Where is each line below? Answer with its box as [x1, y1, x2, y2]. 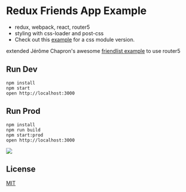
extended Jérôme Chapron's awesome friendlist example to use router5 [6, 47, 181, 54]
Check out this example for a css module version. [14, 36, 135, 43]
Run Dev [6, 65, 38, 75]
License [6, 164, 36, 174]
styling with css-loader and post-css [14, 29, 104, 36]
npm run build [6, 127, 41, 133]
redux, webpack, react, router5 [14, 23, 90, 31]
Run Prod [6, 106, 41, 116]
